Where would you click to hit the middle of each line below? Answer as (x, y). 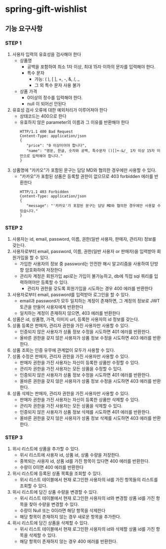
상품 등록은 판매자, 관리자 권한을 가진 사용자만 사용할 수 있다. (71, 326)
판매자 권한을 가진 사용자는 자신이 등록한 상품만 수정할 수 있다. (80, 363)
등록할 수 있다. (55, 282)
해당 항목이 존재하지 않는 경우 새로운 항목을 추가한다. (70, 517)
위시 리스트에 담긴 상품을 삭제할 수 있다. (50, 523)
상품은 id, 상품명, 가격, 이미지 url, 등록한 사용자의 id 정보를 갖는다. (76, 319)
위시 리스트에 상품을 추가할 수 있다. (46, 449)
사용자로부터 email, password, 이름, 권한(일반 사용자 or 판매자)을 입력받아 (84, 252)
